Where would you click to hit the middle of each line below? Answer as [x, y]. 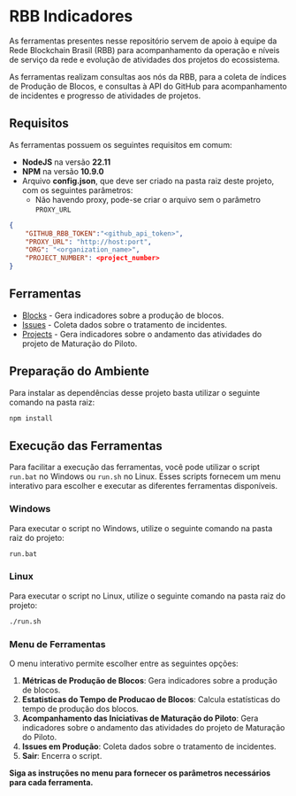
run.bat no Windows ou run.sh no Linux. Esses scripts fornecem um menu [145, 476]
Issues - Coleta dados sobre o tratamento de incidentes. [125, 324]
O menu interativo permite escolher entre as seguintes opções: [124, 663]
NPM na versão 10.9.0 [63, 171]
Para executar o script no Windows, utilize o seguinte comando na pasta [141, 528]
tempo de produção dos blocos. [80, 708]
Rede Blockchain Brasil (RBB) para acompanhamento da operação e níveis [144, 50]
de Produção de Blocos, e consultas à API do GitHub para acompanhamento [148, 86]
